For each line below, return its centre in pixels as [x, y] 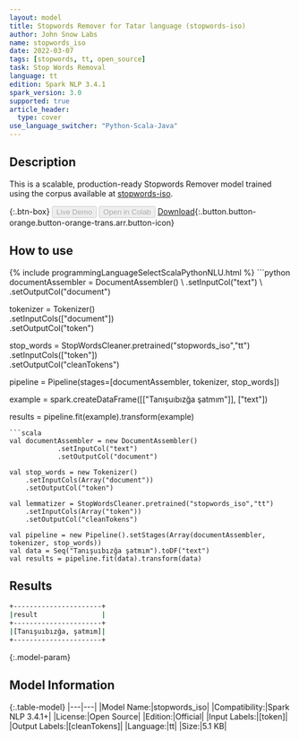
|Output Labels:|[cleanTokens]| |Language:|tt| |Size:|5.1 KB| [118, 726]
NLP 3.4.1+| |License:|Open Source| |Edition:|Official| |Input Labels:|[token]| [149, 716]
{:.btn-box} [30, 211]
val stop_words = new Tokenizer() [74, 472]
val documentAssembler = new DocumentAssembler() [104, 440]
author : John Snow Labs [54, 34]
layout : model [36, 17]
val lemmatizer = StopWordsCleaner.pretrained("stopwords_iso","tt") [142, 503]
